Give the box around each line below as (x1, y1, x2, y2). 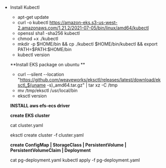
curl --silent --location (17, 71, 64, 77)
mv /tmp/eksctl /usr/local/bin (17, 88, 78, 93)
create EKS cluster (10, 112, 50, 118)
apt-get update (17, 14, 49, 20)
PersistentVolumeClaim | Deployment (10, 147, 91, 153)
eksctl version (17, 93, 47, 99)
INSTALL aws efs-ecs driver (10, 103, 70, 108)
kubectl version (17, 52, 50, 58)
